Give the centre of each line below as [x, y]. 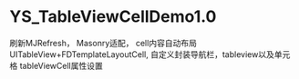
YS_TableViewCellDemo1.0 [113, 17]
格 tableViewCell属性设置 [56, 65]
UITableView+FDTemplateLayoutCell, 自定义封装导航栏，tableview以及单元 [150, 54]
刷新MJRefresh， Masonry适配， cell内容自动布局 [103, 43]
